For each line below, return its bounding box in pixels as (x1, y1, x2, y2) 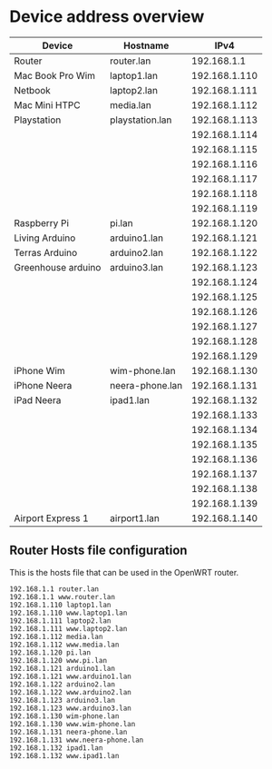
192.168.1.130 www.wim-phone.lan (9, 719, 136, 728)
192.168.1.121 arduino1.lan (9, 664, 116, 673)
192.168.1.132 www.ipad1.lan (9, 751, 120, 760)
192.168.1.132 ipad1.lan (9, 743, 103, 753)
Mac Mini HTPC (14, 98, 81, 111)
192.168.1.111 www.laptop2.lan (9, 624, 128, 633)
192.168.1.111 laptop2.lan (9, 616, 112, 626)
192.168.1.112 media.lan (9, 632, 103, 641)
